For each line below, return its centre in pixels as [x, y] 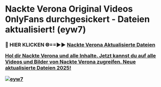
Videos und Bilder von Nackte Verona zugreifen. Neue [70, 62]
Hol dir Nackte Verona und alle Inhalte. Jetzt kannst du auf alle [80, 56]
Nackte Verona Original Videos [69, 9]
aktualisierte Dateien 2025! [38, 68]
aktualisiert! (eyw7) [46, 30]
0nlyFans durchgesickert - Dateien [78, 19]
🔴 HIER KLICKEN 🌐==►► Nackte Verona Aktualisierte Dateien [80, 45]
